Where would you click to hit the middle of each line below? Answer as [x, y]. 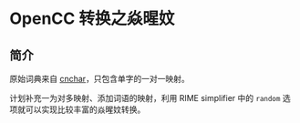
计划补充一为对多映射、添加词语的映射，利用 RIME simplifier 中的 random [145, 98]
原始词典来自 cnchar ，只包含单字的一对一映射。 [99, 79]
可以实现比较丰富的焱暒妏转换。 [85, 109]
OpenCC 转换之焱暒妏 [92, 19]
